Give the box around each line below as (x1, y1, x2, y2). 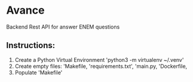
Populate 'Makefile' (14, 69, 63, 76)
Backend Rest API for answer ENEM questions (6, 23, 120, 30)
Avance (6, 4, 45, 17)
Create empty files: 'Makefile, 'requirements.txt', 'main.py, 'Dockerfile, (14, 62, 188, 70)
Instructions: (6, 40, 56, 51)
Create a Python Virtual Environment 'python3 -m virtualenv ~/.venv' (14, 56, 184, 63)
